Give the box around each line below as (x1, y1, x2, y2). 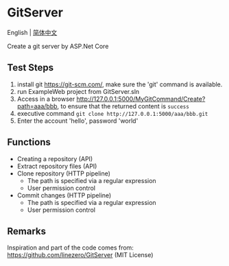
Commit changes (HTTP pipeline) (16, 191, 112, 199)
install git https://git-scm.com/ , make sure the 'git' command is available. (16, 80, 223, 88)
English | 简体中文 (7, 28, 58, 36)
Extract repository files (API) (16, 162, 97, 170)
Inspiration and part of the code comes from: (7, 243, 134, 252)
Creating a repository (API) (16, 154, 93, 162)
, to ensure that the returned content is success (57, 101, 190, 110)
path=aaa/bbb (16, 101, 58, 110)
